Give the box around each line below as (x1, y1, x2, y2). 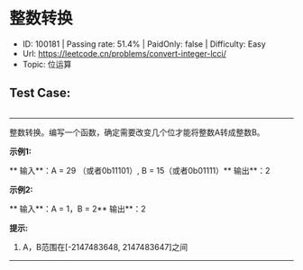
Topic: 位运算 (22, 58, 72, 69)
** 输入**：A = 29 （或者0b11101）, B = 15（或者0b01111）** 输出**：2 (9, 165, 271, 175)
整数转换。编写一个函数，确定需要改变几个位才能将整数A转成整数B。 (9, 127, 265, 138)
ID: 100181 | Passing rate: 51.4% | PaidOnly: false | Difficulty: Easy (22, 38, 266, 49)
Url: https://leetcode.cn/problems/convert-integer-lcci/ (22, 48, 227, 58)
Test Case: (9, 85, 71, 101)
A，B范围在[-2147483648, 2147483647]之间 (22, 241, 188, 252)
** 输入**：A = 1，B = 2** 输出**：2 (9, 203, 146, 214)
